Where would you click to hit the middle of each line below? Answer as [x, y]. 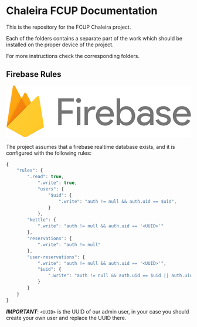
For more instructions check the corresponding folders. [73, 56]
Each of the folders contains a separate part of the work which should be [94, 38]
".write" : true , [57, 183]
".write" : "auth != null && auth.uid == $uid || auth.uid [120, 276]
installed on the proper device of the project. [60, 45]
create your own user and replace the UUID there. [66, 318]
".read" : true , [46, 177]
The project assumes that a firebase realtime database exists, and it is [91, 147]
